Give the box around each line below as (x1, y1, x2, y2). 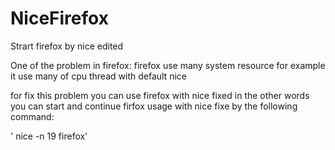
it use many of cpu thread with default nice (10, 70, 187, 82)
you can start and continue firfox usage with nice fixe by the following (10, 100, 298, 112)
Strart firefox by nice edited (10, 40, 124, 52)
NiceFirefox (10, 7, 109, 30)
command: (10, 110, 55, 122)
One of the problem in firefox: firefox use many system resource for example (10, 59, 326, 71)
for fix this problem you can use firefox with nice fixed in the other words (10, 89, 310, 101)
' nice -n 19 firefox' (10, 130, 88, 142)
